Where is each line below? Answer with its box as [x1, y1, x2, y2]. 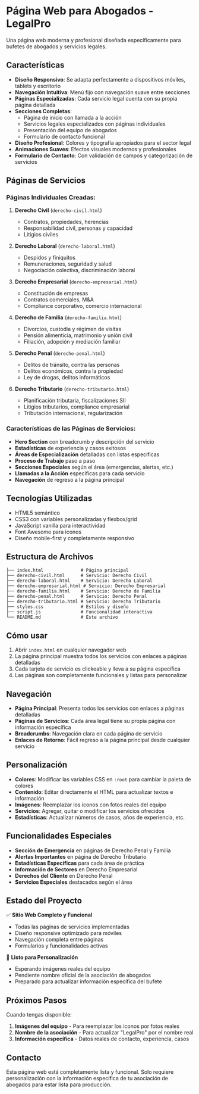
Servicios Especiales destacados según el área [14, 878, 132, 886]
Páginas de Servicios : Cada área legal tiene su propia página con [14, 717, 176, 724]
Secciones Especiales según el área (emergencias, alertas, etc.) [14, 463, 173, 470]
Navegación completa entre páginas [14, 936, 104, 943]
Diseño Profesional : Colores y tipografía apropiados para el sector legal [14, 139, 191, 147]
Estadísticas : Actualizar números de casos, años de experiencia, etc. [14, 814, 185, 821]
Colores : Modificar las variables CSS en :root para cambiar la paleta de [14, 775, 191, 783]
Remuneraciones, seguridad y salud [23, 260, 112, 267]
